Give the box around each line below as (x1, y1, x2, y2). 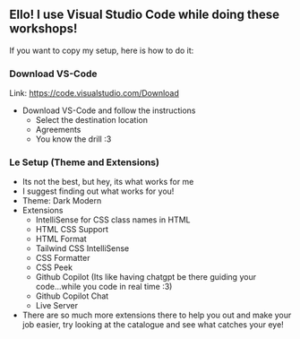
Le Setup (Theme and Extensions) (9, 156, 159, 169)
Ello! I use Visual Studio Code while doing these (9, 7, 280, 22)
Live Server (35, 300, 79, 311)
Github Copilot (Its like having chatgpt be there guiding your (35, 272, 257, 282)
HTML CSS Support (35, 224, 109, 235)
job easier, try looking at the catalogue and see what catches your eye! (21, 319, 284, 330)
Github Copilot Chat (35, 291, 109, 301)
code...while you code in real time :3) (35, 282, 173, 292)
